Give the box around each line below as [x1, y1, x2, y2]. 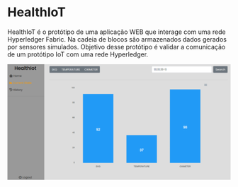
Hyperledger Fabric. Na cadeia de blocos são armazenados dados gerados [7, 35, 227, 43]
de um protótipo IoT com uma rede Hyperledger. [7, 50, 149, 59]
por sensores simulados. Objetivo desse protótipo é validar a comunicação [7, 42, 226, 51]
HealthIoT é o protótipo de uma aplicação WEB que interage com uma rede [7, 28, 226, 36]
